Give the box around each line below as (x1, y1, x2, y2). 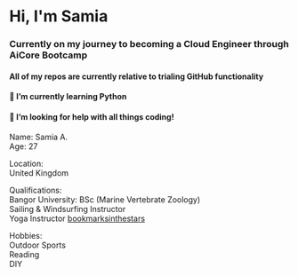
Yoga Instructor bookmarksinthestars (9, 213, 145, 224)
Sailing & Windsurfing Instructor (9, 203, 126, 214)
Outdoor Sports (9, 240, 67, 250)
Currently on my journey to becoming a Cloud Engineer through (9, 38, 289, 51)
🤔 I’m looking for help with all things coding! (9, 111, 175, 122)
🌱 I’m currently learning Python (9, 91, 127, 102)
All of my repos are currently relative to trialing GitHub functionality (9, 71, 264, 82)
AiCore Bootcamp (9, 49, 87, 61)
